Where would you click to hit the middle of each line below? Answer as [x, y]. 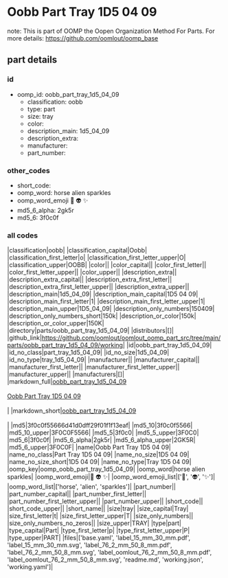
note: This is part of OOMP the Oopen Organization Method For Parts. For [111, 31]
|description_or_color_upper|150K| [56, 323]
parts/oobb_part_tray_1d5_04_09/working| [66, 345]
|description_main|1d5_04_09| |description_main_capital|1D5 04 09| [103, 294]
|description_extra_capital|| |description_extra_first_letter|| [90, 279]
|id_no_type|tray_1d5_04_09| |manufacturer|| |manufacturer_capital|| [104, 360]
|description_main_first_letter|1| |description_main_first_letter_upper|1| [106, 301]
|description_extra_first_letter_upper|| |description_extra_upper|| [98, 287]
